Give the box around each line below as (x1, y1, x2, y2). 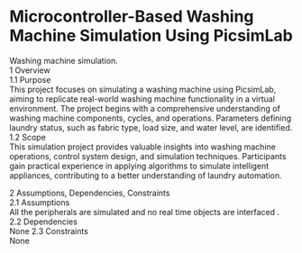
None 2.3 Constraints (9, 225, 88, 236)
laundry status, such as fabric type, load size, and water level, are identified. (9, 122, 293, 132)
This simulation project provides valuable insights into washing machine (9, 141, 277, 152)
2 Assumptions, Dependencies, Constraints (9, 187, 170, 198)
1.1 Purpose (9, 74, 51, 85)
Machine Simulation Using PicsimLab (9, 25, 293, 46)
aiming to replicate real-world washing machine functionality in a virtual (9, 93, 275, 104)
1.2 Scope (9, 131, 47, 142)
